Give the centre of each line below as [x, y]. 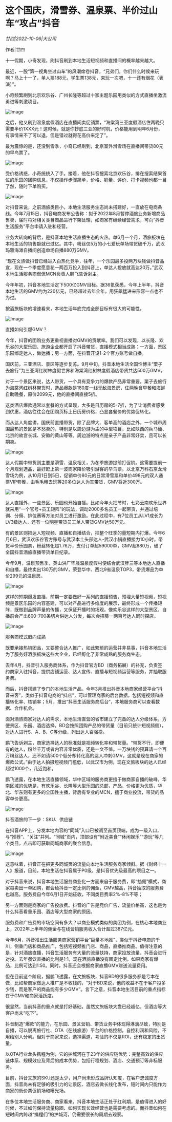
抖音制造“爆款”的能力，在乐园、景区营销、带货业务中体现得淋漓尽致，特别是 [86, 1024]
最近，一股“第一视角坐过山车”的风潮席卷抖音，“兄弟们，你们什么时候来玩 [82, 71]
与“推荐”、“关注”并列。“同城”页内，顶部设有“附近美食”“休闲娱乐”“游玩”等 [82, 836]
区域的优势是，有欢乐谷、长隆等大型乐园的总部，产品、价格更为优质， [83, 786]
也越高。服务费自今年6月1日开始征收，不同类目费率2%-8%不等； [74, 894]
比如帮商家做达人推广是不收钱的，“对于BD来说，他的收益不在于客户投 [88, 983]
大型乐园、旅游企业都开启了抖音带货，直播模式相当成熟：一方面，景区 [93, 347]
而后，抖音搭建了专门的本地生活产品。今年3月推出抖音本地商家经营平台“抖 [84, 689]
